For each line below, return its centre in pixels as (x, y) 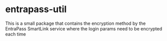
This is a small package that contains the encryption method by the (76, 23)
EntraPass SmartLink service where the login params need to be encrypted (84, 28)
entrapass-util (36, 9)
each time (16, 34)
